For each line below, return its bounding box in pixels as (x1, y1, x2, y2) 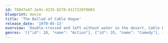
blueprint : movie (5, 12, 41, 17)
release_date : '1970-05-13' (5, 21, 64, 26)
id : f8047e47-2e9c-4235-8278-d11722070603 (5, 7, 95, 12)
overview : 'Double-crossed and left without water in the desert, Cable (5, 26, 160, 31)
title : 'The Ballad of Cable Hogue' (5, 16, 81, 21)
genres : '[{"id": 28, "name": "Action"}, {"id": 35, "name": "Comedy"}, (5, 30, 160, 35)
